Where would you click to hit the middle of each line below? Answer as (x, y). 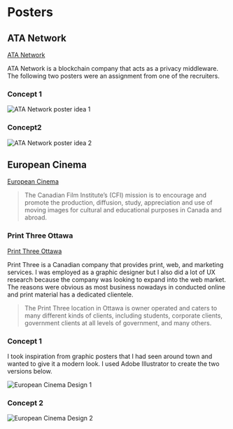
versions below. (30, 371)
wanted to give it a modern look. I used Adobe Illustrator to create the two (113, 364)
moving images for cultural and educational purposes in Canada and (123, 210)
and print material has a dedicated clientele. (70, 294)
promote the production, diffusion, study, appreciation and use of (119, 203)
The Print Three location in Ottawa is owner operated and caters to (121, 308)
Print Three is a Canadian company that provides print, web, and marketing (115, 264)
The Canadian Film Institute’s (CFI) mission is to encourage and (115, 195)
